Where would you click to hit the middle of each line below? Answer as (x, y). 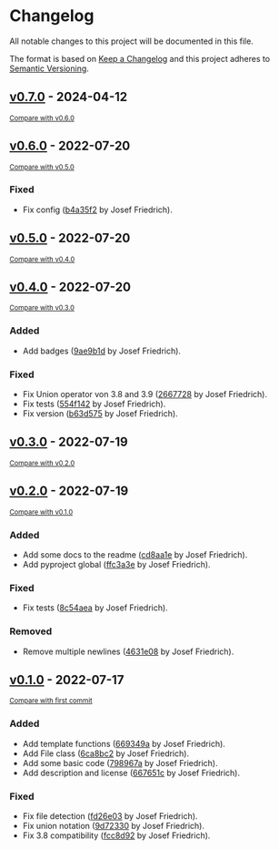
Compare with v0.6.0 (42, 118)
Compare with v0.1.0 (41, 512)
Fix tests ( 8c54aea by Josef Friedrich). (95, 608)
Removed (31, 631)
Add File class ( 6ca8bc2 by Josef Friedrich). (105, 753)
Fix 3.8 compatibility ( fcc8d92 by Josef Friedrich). (116, 835)
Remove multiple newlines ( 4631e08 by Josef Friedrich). (128, 651)
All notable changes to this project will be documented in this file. (132, 41)
